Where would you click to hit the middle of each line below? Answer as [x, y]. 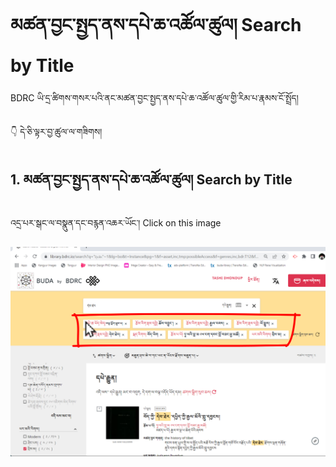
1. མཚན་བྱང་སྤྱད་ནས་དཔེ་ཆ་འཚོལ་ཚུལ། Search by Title [151, 180]
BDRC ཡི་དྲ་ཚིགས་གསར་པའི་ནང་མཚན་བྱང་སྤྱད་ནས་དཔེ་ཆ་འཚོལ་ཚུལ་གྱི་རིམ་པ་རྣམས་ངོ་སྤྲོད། [154, 97]
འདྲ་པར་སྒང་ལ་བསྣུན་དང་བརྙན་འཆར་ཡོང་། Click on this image [116, 222]
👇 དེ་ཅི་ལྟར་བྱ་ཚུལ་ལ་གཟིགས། [56, 131]
